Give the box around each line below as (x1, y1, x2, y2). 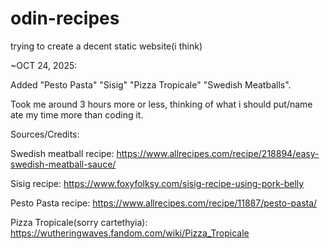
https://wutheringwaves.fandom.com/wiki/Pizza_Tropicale (10, 227, 250, 239)
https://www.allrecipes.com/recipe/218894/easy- (116, 147, 320, 159)
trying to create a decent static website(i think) (10, 40, 203, 52)
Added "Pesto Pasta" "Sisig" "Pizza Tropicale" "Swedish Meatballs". (10, 78, 292, 91)
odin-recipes (10, 7, 120, 30)
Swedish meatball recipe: (10, 147, 115, 159)
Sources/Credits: (10, 128, 80, 140)
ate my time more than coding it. (10, 108, 144, 121)
